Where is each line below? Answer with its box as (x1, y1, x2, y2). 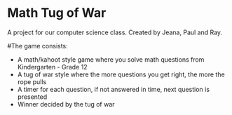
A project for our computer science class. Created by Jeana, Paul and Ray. (7, 28, 223, 36)
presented (17, 93, 48, 101)
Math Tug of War (7, 5, 107, 21)
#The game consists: (7, 41, 68, 50)
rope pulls (17, 77, 47, 86)
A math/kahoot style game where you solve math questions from (17, 55, 205, 64)
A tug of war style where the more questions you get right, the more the (17, 70, 226, 79)
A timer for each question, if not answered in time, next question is (17, 85, 210, 93)
